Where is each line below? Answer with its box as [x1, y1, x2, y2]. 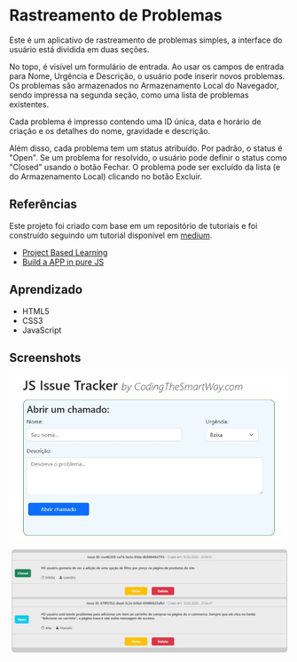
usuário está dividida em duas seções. [9, 43, 150, 54]
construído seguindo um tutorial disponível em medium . [9, 230, 213, 240]
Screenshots [9, 350, 82, 365]
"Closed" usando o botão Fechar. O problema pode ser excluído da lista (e [9, 162, 281, 172]
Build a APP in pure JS [21, 256, 105, 267]
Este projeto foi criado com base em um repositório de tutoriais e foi [9, 220, 258, 231]
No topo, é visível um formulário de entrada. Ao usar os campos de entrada [9, 61, 285, 72]
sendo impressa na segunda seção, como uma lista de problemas [9, 90, 250, 100]
